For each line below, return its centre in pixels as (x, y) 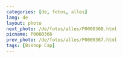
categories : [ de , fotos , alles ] (47, 12)
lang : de (17, 18)
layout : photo (24, 23)
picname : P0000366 (29, 34)
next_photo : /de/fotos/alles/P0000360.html (62, 29)
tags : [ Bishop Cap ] (31, 46)
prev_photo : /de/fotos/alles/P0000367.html (62, 40)
